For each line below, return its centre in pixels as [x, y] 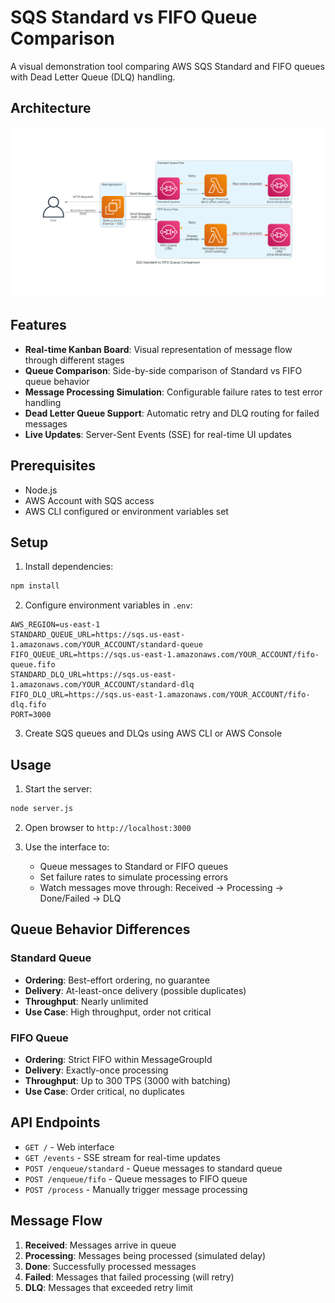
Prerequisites [53, 466]
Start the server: [58, 789]
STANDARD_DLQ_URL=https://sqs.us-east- [93, 675]
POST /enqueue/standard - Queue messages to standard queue [153, 1168]
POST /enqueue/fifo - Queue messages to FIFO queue [136, 1178]
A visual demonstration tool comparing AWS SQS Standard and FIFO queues [167, 66]
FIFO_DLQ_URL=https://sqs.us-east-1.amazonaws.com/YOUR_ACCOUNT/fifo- [160, 695]
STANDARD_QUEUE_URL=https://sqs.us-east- [98, 635]
